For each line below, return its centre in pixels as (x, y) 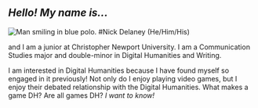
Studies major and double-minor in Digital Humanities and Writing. (115, 55)
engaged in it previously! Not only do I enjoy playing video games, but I (123, 78)
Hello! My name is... (58, 13)
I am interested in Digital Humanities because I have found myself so (119, 70)
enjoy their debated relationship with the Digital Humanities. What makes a (128, 87)
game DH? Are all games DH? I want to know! (82, 95)
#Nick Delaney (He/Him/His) (144, 31)
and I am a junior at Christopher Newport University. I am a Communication (129, 47)
